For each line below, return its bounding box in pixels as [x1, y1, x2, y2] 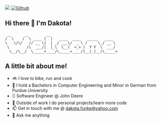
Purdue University [12, 87, 48, 93]
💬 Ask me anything [12, 112, 50, 118]
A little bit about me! [5, 62, 67, 70]
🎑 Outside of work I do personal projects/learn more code [12, 100, 127, 106]
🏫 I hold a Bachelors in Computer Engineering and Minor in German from [12, 82, 157, 88]
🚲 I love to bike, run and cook [12, 75, 73, 81]
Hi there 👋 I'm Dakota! [5, 19, 72, 28]
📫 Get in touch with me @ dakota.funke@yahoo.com [12, 105, 118, 111]
